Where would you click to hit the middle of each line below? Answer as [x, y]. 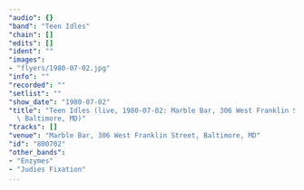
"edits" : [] [31, 43]
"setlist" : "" [35, 93]
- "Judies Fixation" [48, 169]
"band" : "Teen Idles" [49, 26]
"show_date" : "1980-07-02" [59, 102]
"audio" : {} [31, 18]
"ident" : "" [31, 52]
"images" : [27, 60]
